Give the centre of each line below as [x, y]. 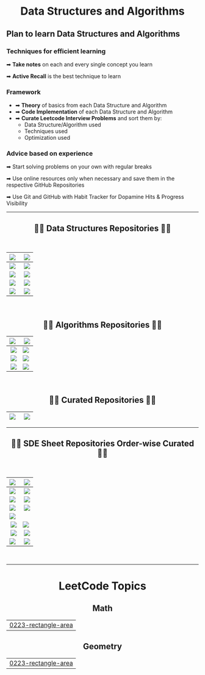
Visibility [17, 203]
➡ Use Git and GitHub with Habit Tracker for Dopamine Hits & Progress [95, 197]
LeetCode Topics [103, 586]
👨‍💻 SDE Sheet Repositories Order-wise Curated [103, 444]
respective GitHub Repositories [45, 185]
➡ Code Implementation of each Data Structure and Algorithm [94, 112]
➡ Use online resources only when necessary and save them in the [91, 179]
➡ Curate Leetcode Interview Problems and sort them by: [88, 118]
